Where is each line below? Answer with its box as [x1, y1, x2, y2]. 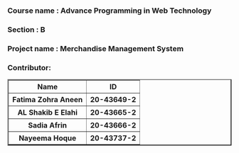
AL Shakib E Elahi [17, 108, 78, 118]
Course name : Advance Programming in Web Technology [7, 6, 212, 16]
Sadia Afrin [28, 120, 68, 130]
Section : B [7, 24, 46, 34]
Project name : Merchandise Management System [7, 43, 184, 53]
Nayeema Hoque [18, 133, 77, 143]
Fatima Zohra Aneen [12, 95, 83, 105]
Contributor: [7, 62, 51, 72]
